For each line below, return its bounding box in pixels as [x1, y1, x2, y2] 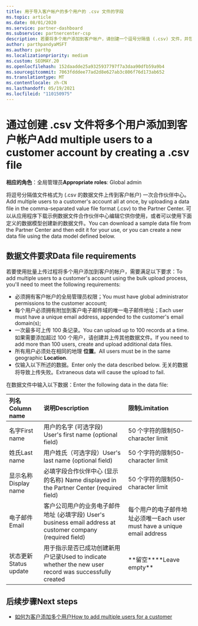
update [9, 567, 29, 575]
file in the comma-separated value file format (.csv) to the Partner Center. [6, 205, 185, 212]
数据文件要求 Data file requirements [6, 251, 137, 261]
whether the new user [43, 560, 104, 568]
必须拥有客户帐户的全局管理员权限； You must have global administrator [14, 293, 189, 300]
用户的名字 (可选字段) [43, 422, 103, 431]
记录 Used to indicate [49, 552, 107, 561]
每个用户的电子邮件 [128, 505, 181, 513]
